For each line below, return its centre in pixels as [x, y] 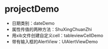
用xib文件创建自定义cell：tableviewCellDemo [57, 35]
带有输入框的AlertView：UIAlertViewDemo [55, 41]
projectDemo [32, 9]
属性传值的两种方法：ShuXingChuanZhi [52, 29]
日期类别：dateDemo [33, 23]
